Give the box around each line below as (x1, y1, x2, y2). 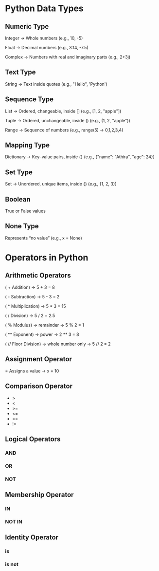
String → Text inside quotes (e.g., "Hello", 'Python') (5, 81, 108, 87)
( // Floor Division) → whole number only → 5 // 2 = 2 (5, 341, 111, 347)
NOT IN (5, 518, 23, 525)
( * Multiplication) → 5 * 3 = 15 (5, 303, 66, 309)
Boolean (5, 195, 31, 203)
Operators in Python (5, 252, 88, 263)
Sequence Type (5, 95, 54, 104)
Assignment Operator (5, 355, 72, 363)
